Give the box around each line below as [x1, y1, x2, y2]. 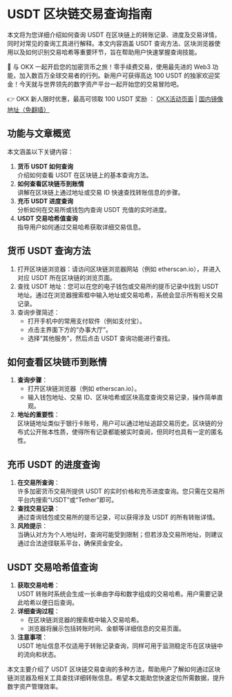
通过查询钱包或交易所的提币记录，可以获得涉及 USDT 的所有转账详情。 [17, 513, 219, 522]
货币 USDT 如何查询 [17, 162, 74, 170]
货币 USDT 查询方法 [7, 245, 91, 257]
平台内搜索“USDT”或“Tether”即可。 [17, 496, 118, 504]
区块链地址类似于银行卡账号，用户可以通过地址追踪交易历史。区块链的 [17, 419, 217, 427]
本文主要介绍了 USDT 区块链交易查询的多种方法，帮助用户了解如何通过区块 [7, 665, 221, 673]
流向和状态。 [23, 651, 60, 658]
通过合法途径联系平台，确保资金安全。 [17, 539, 126, 547]
